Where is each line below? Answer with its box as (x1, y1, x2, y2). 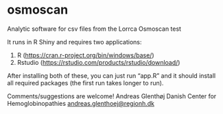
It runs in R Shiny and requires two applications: (7, 38, 142, 46)
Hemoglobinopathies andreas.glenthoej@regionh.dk (7, 99, 155, 107)
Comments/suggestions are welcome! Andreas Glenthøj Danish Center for (7, 91, 217, 100)
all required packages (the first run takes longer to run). (7, 79, 164, 87)
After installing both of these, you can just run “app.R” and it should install (7, 71, 216, 80)
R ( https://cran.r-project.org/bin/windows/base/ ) (16, 51, 154, 59)
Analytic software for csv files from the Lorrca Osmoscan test (7, 25, 182, 33)
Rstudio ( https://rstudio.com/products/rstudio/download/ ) (16, 58, 180, 66)
